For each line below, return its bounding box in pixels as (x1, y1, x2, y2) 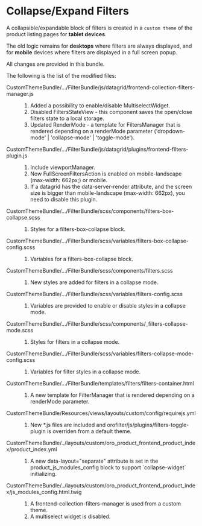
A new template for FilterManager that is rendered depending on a (30, 391, 195, 399)
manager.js (6, 90, 34, 97)
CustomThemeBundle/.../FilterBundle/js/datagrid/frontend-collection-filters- (6, 83, 195, 91)
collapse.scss (6, 214, 40, 221)
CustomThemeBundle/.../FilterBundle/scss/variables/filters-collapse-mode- (6, 350, 194, 357)
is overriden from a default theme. (47, 427, 132, 435)
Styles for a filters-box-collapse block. (30, 225, 126, 233)
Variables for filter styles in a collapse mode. (30, 368, 141, 375)
